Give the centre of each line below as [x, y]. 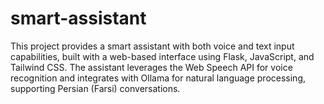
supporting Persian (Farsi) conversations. [95, 88]
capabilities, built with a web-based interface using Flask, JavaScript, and [162, 56]
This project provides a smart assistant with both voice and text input [152, 46]
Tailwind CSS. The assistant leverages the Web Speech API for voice [151, 67]
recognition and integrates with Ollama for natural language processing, [158, 78]
